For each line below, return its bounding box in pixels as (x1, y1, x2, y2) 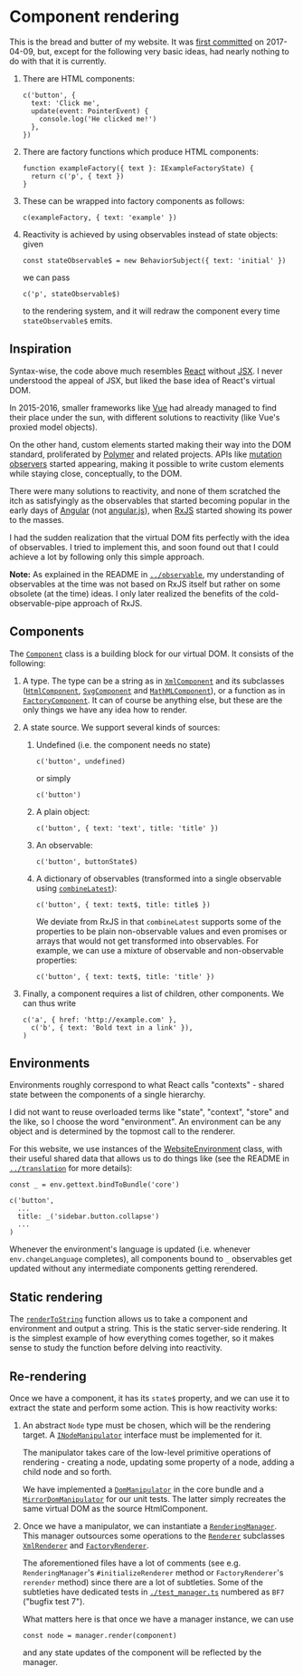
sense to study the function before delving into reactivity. (9, 1342, 223, 1353)
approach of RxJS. (72, 597, 143, 608)
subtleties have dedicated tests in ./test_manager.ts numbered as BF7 (22, 1586, 285, 1597)
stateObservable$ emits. (22, 315, 113, 325)
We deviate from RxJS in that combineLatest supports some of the (35, 916, 282, 926)
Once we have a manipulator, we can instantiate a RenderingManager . (22, 1521, 278, 1531)
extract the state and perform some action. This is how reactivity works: (9, 1402, 278, 1413)
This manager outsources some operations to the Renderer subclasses (22, 1530, 285, 1541)
